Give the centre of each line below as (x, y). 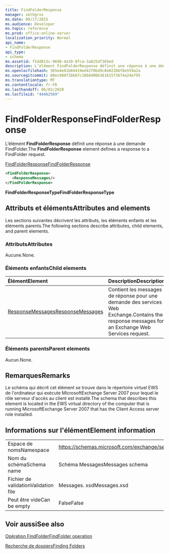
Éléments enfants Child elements (46, 268)
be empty (19, 506)
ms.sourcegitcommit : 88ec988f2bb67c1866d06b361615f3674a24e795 (73, 76)
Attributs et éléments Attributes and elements (78, 208)
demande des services (135, 302)
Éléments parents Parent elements (48, 349)
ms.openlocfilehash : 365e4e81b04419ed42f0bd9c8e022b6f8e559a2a (73, 71)
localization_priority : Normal (38, 38)
